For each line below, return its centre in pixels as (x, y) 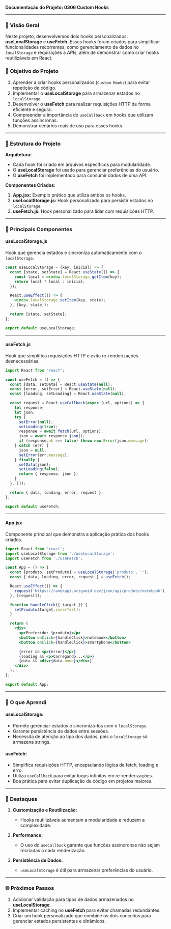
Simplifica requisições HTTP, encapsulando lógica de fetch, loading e (85, 765)
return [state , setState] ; (38, 314)
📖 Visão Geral (22, 25)
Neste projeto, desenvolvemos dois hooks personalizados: (67, 36)
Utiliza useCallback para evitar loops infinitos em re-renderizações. (83, 776)
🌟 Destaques (21, 799)
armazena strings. (32, 742)
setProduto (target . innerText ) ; (48, 610)
